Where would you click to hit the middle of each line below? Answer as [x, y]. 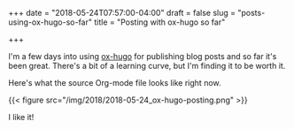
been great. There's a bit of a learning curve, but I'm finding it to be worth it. [147, 66]
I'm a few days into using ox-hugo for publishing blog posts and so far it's [143, 56]
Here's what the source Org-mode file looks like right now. [115, 83]
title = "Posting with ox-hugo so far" [159, 22]
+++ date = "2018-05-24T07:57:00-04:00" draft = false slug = [122, 13]
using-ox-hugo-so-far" [50, 22]
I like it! [21, 117]
